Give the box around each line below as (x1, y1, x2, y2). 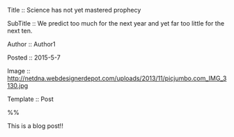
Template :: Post (7, 95, 54, 103)
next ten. (7, 27, 33, 35)
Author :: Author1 (7, 40, 56, 48)
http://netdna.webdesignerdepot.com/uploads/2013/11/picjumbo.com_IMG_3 (7, 74, 227, 82)
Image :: (7, 67, 31, 75)
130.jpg (7, 82, 29, 89)
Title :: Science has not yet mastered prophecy (7, 6, 141, 14)
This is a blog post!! (7, 122, 64, 130)
